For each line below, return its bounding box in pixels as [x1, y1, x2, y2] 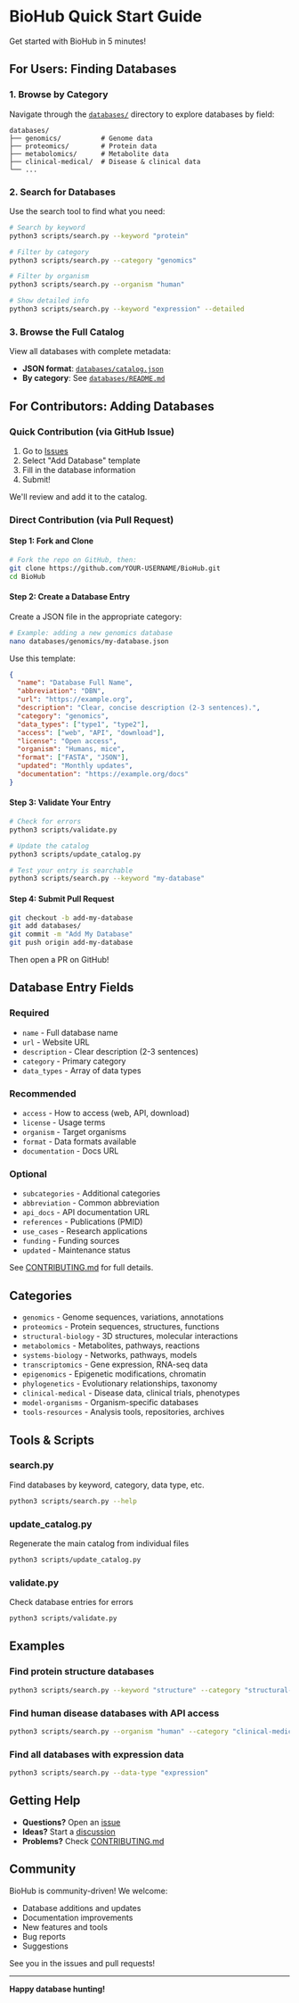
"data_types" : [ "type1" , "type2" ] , [17, 720, 149, 729]
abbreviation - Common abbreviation [21, 1197, 160, 1208]
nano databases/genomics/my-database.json [9, 636, 169, 646]
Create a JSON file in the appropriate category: [9, 611, 182, 622]
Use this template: [9, 653, 76, 664]
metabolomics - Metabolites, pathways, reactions [21, 1340, 200, 1351]
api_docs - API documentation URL [21, 1207, 150, 1218]
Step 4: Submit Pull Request [9, 893, 115, 904]
